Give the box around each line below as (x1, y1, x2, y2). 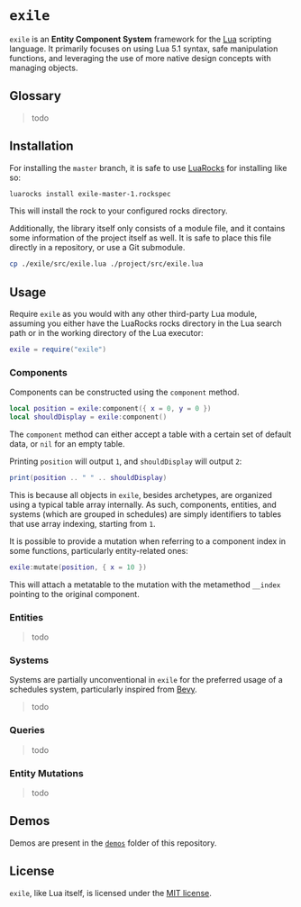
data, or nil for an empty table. (9, 439, 125, 449)
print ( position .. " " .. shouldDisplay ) (9, 474, 168, 483)
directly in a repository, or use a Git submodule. (9, 242, 186, 253)
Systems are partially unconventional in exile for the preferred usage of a (9, 675, 284, 685)
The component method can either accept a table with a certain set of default (9, 429, 292, 440)
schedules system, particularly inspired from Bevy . (9, 684, 198, 695)
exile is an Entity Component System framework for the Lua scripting (9, 33, 272, 44)
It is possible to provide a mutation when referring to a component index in (9, 535, 287, 547)
